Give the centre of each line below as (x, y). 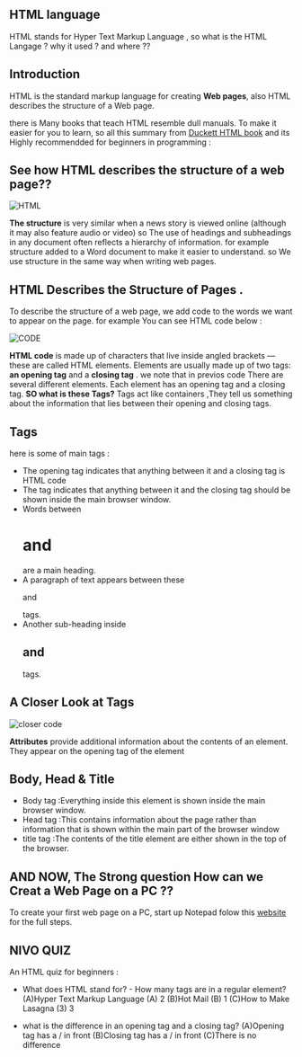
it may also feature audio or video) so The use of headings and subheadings (151, 233)
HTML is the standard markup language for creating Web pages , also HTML (150, 96)
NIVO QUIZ (40, 950)
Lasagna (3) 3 (48, 1008)
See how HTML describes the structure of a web (147, 170)
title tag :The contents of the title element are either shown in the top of (154, 839)
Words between (52, 509)
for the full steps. (41, 922)
